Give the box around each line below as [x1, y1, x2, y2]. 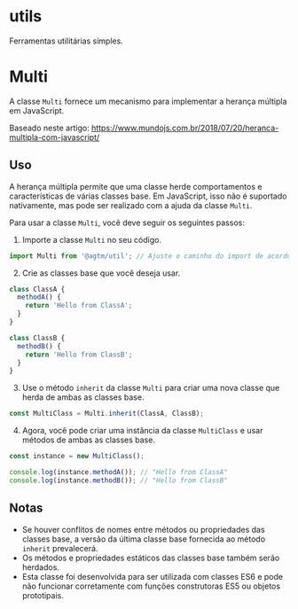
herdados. [21, 561, 60, 573]
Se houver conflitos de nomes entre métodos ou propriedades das [21, 524, 265, 535]
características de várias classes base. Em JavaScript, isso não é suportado [9, 191, 287, 201]
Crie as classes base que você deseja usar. [21, 268, 181, 278]
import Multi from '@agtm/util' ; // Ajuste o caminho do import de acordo [9, 251, 292, 261]
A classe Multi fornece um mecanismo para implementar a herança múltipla [9, 96, 287, 106]
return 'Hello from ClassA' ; [25, 301, 133, 310]
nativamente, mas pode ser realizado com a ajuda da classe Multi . [9, 199, 253, 210]
